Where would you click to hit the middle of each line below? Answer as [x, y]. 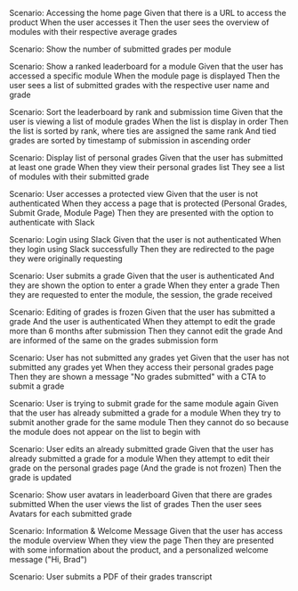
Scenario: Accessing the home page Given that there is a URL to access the [148, 13]
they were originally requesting [66, 259]
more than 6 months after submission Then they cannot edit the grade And [146, 331]
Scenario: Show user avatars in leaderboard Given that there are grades [141, 495]
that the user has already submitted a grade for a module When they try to [145, 413]
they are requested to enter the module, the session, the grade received [141, 295]
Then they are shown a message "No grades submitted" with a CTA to [138, 377]
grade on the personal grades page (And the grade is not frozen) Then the [145, 468]
